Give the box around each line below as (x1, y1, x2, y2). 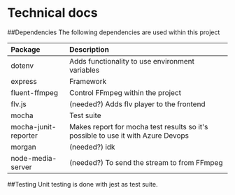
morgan (10, 142, 36, 152)
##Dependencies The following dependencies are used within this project (7, 28, 220, 36)
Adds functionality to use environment (69, 56, 194, 66)
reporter (10, 131, 38, 140)
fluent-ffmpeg (10, 87, 58, 97)
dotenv (10, 61, 34, 71)
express (10, 76, 37, 86)
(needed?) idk (69, 142, 115, 152)
